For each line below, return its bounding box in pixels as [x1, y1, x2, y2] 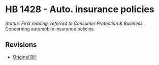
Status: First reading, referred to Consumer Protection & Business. [5, 20, 144, 26]
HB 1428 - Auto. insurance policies [5, 4, 154, 15]
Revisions [5, 41, 37, 49]
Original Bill [12, 54, 37, 60]
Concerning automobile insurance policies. [5, 25, 95, 31]
